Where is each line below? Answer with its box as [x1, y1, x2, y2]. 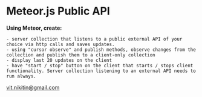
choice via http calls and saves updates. [6, 41, 115, 47]
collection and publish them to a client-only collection [6, 52, 155, 58]
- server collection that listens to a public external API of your [6, 36, 183, 42]
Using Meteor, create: [6, 24, 62, 32]
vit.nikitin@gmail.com [6, 84, 60, 91]
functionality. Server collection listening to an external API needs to [6, 68, 197, 74]
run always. [6, 73, 36, 79]
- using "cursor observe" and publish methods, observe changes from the [6, 47, 197, 53]
